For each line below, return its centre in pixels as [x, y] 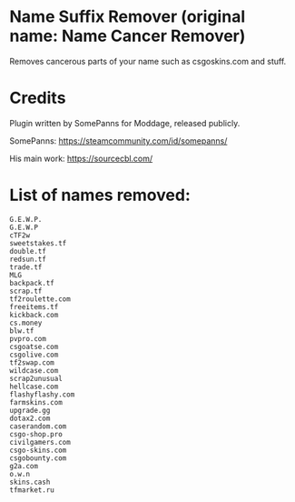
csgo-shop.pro [36, 434]
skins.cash [30, 482]
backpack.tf [32, 283]
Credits [38, 98]
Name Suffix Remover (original [128, 17]
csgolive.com [34, 355]
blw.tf [22, 331]
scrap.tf [26, 291]
